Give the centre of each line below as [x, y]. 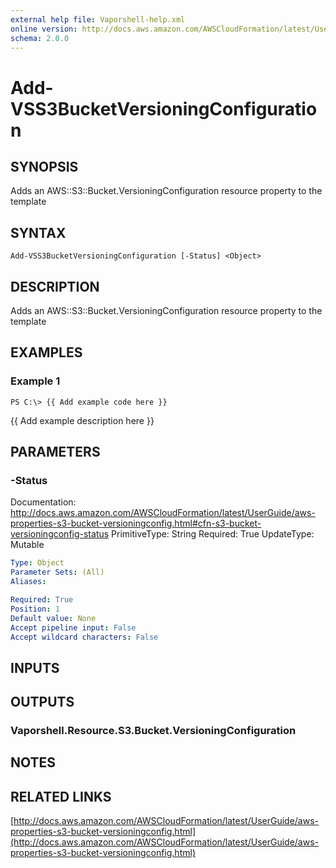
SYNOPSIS [44, 166]
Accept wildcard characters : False [84, 637]
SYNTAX [38, 232]
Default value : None [53, 618]
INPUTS [35, 667]
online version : [44, 29]
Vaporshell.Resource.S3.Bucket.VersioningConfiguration [153, 731]
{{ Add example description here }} [82, 420]
